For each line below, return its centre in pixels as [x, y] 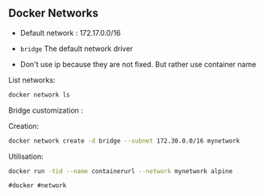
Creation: [24, 126]
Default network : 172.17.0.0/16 [70, 32]
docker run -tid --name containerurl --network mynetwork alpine [120, 171]
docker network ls [39, 95]
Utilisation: [26, 156]
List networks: [32, 79]
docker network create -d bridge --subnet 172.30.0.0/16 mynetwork [124, 141]
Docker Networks [54, 13]
